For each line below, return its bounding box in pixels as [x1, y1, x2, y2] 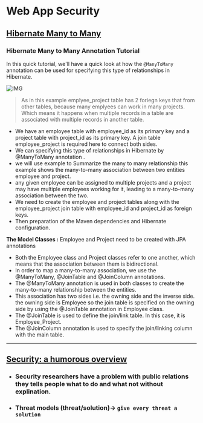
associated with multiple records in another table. [21, 116, 144, 123]
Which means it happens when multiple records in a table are [21, 109, 174, 116]
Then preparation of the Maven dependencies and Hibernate [14, 217, 167, 225]
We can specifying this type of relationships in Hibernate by [14, 146, 164, 154]
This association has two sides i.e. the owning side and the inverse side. [14, 292, 195, 300]
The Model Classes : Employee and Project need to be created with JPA [6, 235, 186, 243]
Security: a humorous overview [6, 354, 127, 364]
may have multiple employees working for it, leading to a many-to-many [14, 185, 195, 192]
